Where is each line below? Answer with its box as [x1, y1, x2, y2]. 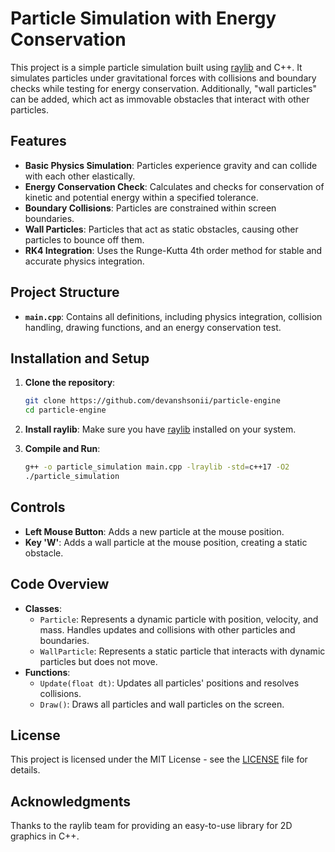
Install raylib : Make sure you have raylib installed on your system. [24, 423, 297, 436]
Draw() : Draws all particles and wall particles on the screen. [39, 698, 285, 710]
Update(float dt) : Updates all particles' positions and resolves [39, 677, 300, 689]
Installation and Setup [10, 350, 150, 367]
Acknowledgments [10, 793, 132, 810]
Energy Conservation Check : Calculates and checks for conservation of [24, 180, 325, 192]
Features [10, 133, 67, 150]
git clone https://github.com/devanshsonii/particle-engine [24, 396, 281, 406]
